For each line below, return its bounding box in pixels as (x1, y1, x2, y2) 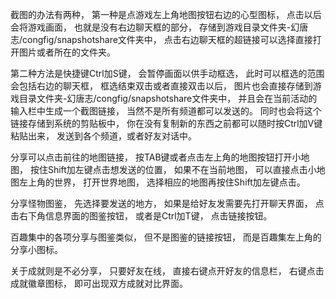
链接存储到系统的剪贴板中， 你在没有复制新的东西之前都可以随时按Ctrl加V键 (10, 118, 323, 129)
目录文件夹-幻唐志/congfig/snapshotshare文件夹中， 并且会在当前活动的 (18, 93, 318, 104)
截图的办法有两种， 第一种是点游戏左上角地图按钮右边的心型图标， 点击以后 (10, 9, 322, 20)
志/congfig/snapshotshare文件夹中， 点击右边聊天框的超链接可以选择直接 (10, 34, 313, 45)
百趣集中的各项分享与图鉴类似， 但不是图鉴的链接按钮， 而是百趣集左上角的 (10, 231, 322, 243)
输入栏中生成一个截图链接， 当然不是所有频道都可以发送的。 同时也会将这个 (10, 105, 322, 117)
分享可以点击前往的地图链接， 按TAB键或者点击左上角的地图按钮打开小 (10, 151, 302, 163)
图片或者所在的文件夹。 (18, 46, 116, 58)
